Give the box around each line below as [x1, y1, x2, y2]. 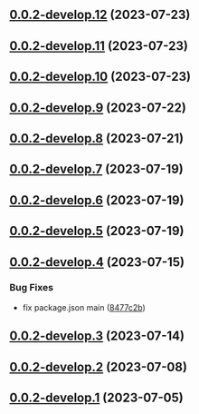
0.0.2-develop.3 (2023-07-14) [9, 329, 185, 344]
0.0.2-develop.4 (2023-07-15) [9, 254, 185, 270]
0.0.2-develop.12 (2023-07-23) [9, 7, 191, 23]
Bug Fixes [9, 281, 54, 294]
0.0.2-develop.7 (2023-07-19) [9, 162, 184, 177]
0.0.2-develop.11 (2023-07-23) [9, 38, 188, 54]
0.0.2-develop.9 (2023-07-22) [9, 100, 187, 115]
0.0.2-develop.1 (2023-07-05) [9, 389, 184, 405]
